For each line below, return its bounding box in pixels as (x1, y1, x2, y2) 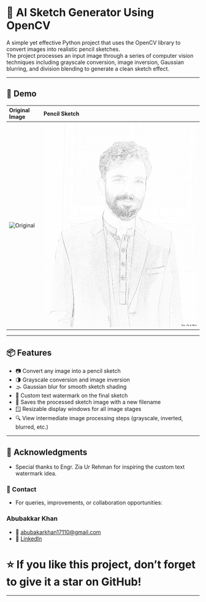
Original (9, 107, 30, 114)
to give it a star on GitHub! (6, 574, 142, 588)
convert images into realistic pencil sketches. (6, 45, 121, 53)
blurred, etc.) (15, 423, 49, 431)
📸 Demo (6, 88, 37, 99)
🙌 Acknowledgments (6, 447, 88, 457)
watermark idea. (15, 469, 57, 477)
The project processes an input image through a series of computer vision (6, 52, 194, 59)
